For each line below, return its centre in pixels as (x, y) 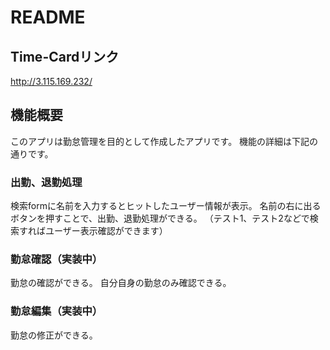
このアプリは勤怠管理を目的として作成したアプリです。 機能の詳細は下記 (160, 141)
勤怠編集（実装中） (56, 311)
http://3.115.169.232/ (51, 81)
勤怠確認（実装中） (56, 259)
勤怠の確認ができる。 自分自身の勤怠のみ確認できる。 (121, 283)
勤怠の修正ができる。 (54, 335)
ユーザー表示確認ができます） (106, 231)
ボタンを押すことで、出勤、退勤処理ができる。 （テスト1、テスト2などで (160, 218)
